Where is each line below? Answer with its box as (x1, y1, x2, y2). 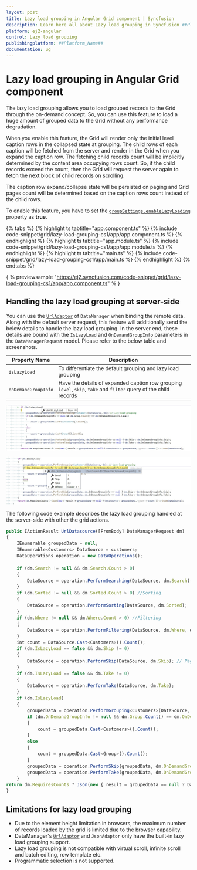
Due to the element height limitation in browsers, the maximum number (14, 820, 186, 827)
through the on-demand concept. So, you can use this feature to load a (6, 110, 178, 117)
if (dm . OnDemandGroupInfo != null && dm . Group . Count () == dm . (27, 713, 182, 720)
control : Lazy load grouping (6, 34, 77, 40)
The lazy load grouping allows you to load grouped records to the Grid (6, 104, 176, 111)
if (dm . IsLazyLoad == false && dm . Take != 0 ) (16, 671, 130, 676)
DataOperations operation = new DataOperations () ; (16, 553, 143, 559)
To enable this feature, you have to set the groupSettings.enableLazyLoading (6, 207, 191, 214)
